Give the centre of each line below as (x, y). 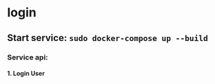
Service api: (28, 57)
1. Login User (26, 74)
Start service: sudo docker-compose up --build (107, 38)
